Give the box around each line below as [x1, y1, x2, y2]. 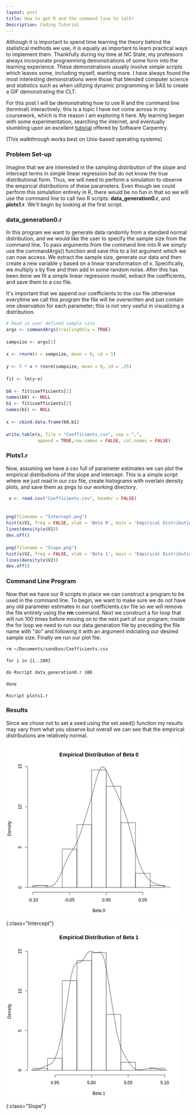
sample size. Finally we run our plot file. [6, 634, 101, 641]
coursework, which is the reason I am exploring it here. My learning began [6, 112, 185, 119]
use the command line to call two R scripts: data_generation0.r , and [6, 195, 170, 202]
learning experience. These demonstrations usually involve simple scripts [6, 63, 183, 70]
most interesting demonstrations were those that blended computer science [6, 76, 188, 83]
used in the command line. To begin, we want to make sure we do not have [6, 596, 186, 603]
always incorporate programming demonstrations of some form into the [6, 57, 178, 64]
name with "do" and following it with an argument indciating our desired [6, 627, 179, 634]
